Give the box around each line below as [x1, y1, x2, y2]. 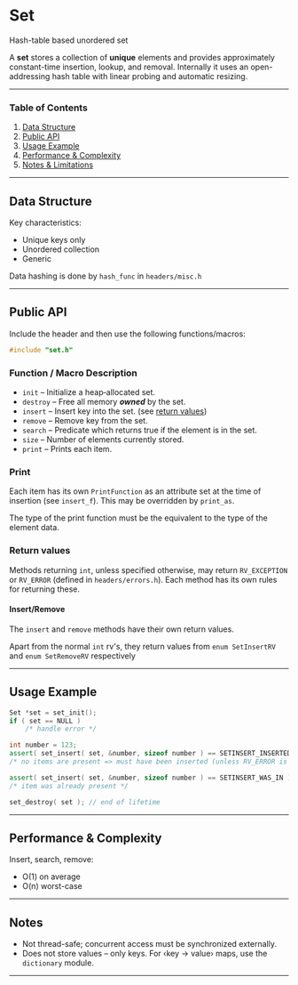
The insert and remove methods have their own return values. [9, 624, 235, 634]
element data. [9, 522, 59, 533]
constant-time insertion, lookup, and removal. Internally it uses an [9, 61, 249, 72]
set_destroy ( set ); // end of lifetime [9, 797, 161, 806]
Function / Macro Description [9, 367, 137, 379]
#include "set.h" [9, 345, 74, 354]
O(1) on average [21, 871, 82, 882]
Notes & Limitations [21, 159, 94, 170]
